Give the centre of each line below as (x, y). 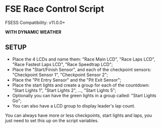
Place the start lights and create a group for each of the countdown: (81, 85)
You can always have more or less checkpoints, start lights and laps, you (79, 115)
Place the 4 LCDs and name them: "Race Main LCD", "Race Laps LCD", (84, 59)
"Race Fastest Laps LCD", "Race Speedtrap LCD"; (62, 64)
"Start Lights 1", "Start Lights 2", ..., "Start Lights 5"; (64, 90)
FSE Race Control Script (55, 9)
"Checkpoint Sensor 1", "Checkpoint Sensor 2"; (60, 75)
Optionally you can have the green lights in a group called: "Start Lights (84, 95)
